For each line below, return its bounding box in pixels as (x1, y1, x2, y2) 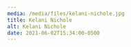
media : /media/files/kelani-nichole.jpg (7, 10, 125, 17)
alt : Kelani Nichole (7, 23, 67, 30)
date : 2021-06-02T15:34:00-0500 (7, 29, 100, 37)
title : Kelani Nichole (7, 17, 72, 23)
